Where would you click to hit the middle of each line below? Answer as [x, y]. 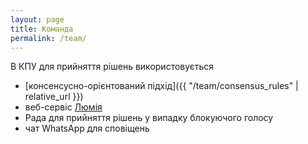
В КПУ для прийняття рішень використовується [112, 67]
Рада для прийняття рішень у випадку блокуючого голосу [149, 118]
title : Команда [42, 29]
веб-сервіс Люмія [63, 107]
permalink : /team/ [48, 38]
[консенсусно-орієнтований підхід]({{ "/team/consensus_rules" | [161, 86]
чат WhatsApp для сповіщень [87, 128]
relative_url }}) [54, 97]
